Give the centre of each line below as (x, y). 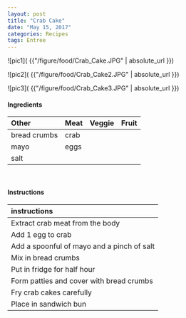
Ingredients (25, 105)
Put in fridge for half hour (53, 269)
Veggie (102, 123)
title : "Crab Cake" (36, 21)
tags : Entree (27, 41)
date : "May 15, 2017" (40, 27)
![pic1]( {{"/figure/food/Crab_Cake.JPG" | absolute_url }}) (91, 60)
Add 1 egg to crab (41, 234)
